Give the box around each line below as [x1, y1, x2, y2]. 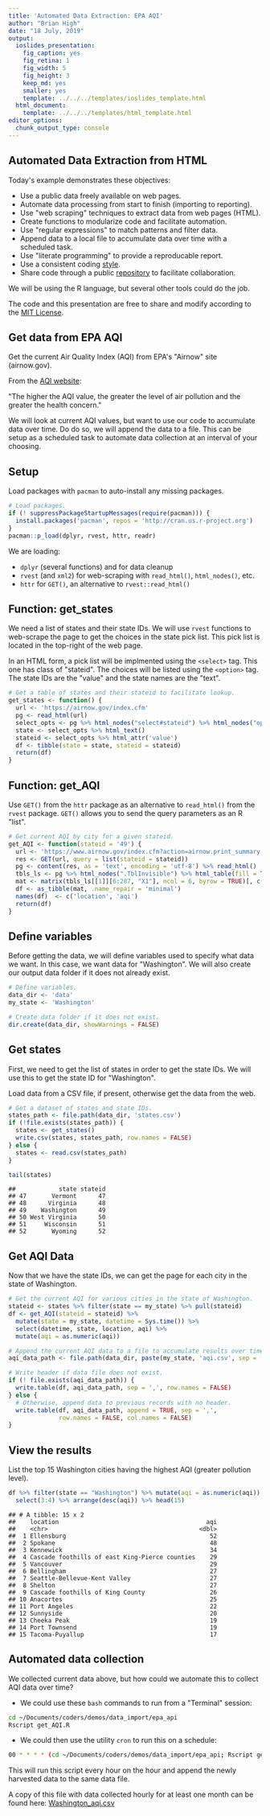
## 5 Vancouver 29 [8, 1560, 218, 1568]
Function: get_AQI [8, 778, 100, 793]
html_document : [15, 101, 67, 109]
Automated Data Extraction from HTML [8, 154, 207, 167]
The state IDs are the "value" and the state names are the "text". [8, 673, 221, 683]
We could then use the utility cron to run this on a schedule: [19, 1736, 217, 1745]
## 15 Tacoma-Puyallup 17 [8, 1630, 218, 1638]
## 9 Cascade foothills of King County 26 [8, 1588, 218, 1596]
